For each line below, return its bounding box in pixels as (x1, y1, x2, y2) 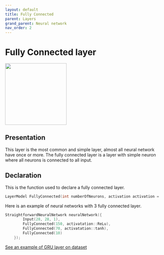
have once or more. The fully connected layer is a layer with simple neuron (5, 152, 156, 158)
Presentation (5, 133, 46, 142)
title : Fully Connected (5, 12, 54, 17)
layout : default (5, 7, 38, 12)
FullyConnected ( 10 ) (23, 231, 63, 236)
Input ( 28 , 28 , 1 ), (23, 217, 60, 222)
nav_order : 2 (5, 26, 32, 31)
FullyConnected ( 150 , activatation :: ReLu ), (23, 222, 111, 226)
